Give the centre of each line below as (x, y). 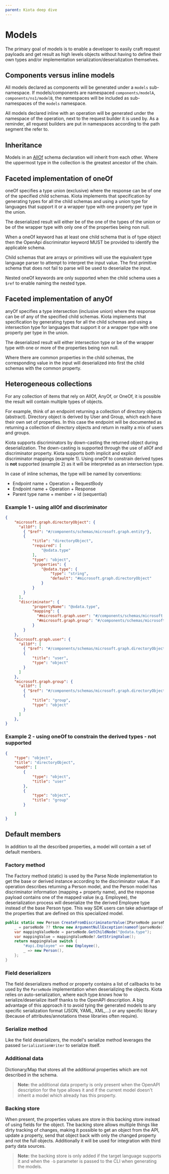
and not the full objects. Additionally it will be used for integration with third (83, 1141)
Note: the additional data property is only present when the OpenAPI (89, 1084)
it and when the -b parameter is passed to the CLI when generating (87, 1161)
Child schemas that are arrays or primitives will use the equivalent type (79, 257)
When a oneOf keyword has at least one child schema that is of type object (83, 237)
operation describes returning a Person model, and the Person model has (81, 886)
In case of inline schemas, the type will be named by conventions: (73, 474)
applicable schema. (25, 248)
